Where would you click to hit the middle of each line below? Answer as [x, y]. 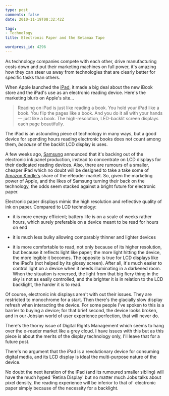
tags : [11, 28]
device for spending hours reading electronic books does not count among [83, 139]
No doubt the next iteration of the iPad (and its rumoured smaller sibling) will [84, 372]
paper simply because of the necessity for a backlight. [62, 388]
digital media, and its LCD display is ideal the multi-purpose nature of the [81, 357]
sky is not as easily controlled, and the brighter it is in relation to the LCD [88, 279]
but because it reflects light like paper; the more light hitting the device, [87, 252]
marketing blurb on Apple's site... [40, 98]
